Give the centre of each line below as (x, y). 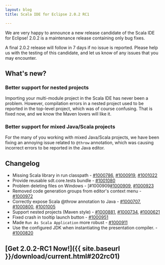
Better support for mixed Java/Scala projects (60, 127)
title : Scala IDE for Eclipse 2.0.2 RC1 (47, 14)
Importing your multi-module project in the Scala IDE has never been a (77, 98)
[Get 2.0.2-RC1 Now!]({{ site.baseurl (62, 248)
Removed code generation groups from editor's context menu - (77, 191)
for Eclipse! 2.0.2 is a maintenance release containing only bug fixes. (75, 38)
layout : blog (19, 10)
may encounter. (21, 58)
